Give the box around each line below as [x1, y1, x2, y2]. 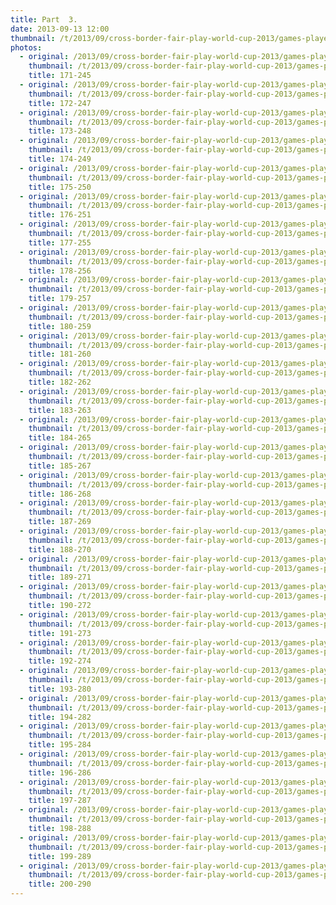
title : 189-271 [28, 572, 92, 583]
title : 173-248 [28, 126, 92, 136]
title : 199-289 [28, 851, 92, 861]
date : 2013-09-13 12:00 [10, 24, 110, 34]
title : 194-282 [28, 712, 92, 722]
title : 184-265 [28, 433, 92, 443]
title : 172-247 [28, 98, 92, 108]
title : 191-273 [28, 628, 92, 638]
